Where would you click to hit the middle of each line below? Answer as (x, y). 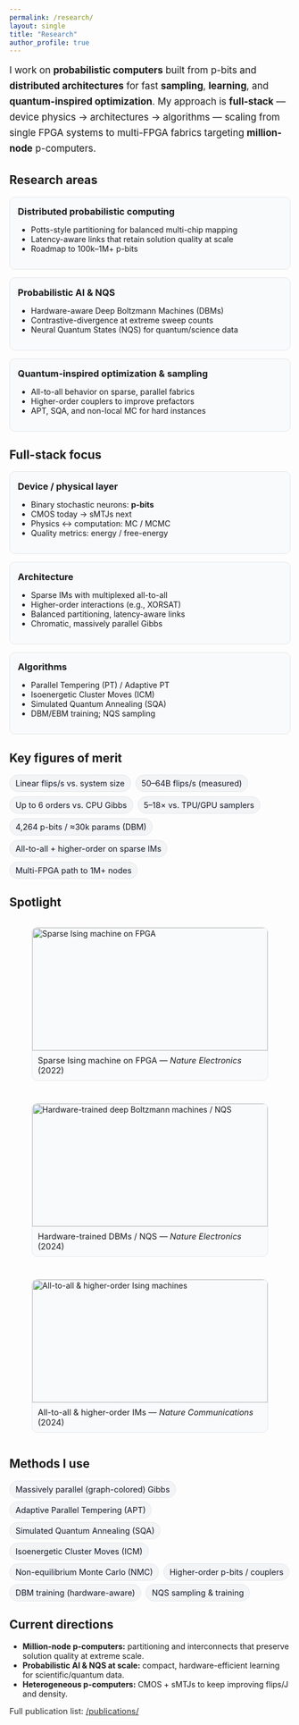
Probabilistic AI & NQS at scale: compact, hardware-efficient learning (151, 1665)
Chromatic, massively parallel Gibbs (97, 623)
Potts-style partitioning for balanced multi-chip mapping (134, 230)
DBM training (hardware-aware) (75, 1593)
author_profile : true (50, 42)
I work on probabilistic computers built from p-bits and (133, 71)
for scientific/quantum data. (73, 1675)
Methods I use (50, 1464)
